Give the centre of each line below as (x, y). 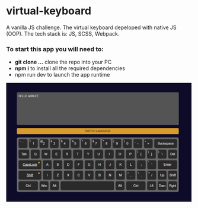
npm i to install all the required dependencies (70, 68)
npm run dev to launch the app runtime (62, 75)
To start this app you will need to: (55, 49)
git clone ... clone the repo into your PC (63, 62)
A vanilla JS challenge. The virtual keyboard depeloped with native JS (91, 27)
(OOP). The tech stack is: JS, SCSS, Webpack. (63, 33)
